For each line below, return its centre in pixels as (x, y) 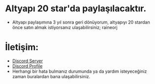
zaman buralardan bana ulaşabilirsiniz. (51, 76)
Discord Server (28, 61)
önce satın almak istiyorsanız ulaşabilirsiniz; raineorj (65, 27)
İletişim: (22, 47)
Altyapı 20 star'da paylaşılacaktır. (76, 9)
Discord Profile (27, 66)
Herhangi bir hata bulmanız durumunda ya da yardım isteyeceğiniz (79, 71)
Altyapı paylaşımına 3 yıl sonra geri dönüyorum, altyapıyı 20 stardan (81, 22)
